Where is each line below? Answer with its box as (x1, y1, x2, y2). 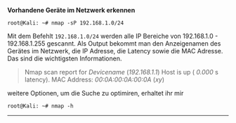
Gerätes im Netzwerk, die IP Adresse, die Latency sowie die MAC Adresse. (7, 47, 223, 55)
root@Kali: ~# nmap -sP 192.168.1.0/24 (7, 20, 124, 27)
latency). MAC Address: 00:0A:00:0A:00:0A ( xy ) (24, 75, 165, 84)
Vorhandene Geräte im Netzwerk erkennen (7, 6, 136, 14)
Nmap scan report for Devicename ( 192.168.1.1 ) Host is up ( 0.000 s (24, 68, 219, 76)
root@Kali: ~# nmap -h (7, 103, 74, 110)
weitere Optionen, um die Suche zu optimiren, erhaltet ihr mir (7, 89, 184, 97)
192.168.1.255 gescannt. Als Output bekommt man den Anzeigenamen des (7, 39, 221, 48)
